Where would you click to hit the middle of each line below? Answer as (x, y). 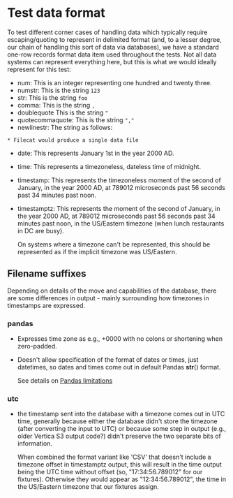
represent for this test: (39, 69)
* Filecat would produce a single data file (73, 140)
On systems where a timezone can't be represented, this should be (114, 244)
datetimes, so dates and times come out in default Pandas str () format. (119, 367)
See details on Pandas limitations (65, 381)
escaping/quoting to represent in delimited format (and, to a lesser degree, (114, 39)
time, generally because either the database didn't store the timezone (117, 421)
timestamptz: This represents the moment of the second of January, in (119, 208)
